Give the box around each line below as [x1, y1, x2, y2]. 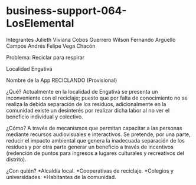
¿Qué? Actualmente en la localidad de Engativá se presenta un [6, 88, 158, 95]
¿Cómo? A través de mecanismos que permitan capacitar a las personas [6, 124, 182, 131]
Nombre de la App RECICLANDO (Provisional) [6, 77, 117, 84]
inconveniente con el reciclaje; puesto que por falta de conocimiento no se [6, 94, 188, 101]
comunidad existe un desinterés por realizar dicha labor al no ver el [6, 107, 170, 114]
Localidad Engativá [6, 65, 53, 72]
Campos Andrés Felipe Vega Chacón [6, 42, 96, 49]
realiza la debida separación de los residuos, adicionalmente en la [6, 100, 166, 107]
